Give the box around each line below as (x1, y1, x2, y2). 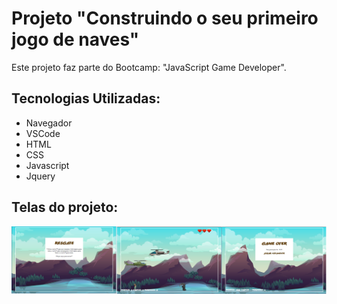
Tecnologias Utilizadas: (11, 90, 161, 107)
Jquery (25, 170, 56, 182)
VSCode (25, 127, 61, 139)
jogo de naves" (11, 28, 140, 51)
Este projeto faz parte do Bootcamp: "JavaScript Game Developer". (11, 61, 287, 73)
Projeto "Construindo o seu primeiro (11, 7, 319, 30)
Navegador (25, 117, 73, 129)
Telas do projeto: (11, 199, 119, 216)
